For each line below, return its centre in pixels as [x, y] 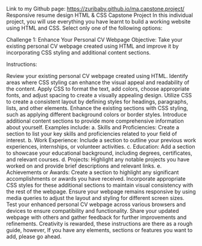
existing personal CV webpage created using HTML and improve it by [93, 46]
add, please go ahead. [34, 236]
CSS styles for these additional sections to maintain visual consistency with [100, 185]
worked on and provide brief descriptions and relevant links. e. [84, 166]
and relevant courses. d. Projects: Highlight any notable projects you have [98, 159]
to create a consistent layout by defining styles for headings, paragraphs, [97, 102]
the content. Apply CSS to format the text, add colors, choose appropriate [98, 89]
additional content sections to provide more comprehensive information [95, 121]
